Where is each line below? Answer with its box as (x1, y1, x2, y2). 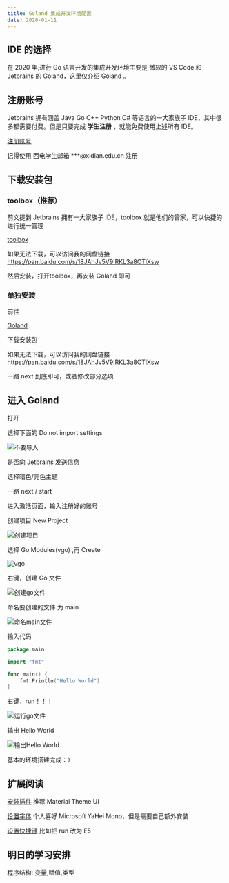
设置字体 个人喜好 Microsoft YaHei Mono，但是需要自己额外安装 (7, 812, 189, 820)
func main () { (7, 671, 48, 678)
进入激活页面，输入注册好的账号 (7, 501, 98, 510)
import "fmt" (7, 658, 45, 665)
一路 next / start (7, 487, 52, 495)
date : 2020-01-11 (7, 17, 57, 23)
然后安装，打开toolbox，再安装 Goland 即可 (7, 272, 131, 280)
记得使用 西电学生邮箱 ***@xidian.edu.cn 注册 (7, 152, 138, 160)
